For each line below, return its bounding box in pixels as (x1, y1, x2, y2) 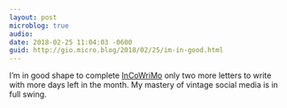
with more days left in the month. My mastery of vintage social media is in (9, 80, 279, 90)
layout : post (9, 12, 58, 22)
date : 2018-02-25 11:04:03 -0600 (9, 37, 133, 47)
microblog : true (9, 21, 69, 30)
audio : (9, 29, 34, 38)
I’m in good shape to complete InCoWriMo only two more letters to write (9, 70, 272, 81)
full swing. (9, 89, 47, 100)
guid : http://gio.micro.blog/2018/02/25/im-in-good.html (9, 46, 224, 55)
